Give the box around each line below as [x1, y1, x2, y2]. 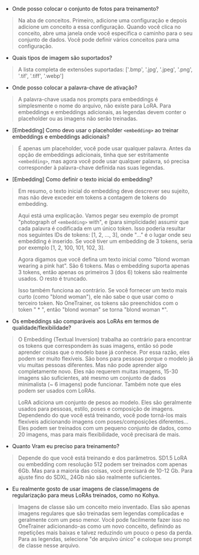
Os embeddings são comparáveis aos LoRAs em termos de [11, 318, 159, 325]
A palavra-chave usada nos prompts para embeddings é [17, 96, 159, 103]
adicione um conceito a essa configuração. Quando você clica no [17, 24, 181, 30]
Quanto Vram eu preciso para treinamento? [11, 443, 119, 449]
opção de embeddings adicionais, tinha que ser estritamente [17, 151, 169, 158]
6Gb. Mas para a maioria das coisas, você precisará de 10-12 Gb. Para [17, 467, 193, 474]
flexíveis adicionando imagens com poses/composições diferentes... [17, 418, 189, 425]
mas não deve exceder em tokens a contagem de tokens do [17, 194, 167, 201]
